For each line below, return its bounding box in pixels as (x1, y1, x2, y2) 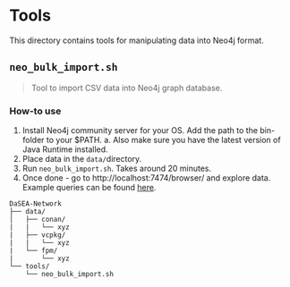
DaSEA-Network (9, 199, 63, 208)
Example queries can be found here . (21, 182, 157, 193)
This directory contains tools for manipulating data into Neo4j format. (9, 35, 264, 46)
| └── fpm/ (9, 247, 58, 256)
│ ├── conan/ (9, 215, 66, 224)
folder (21, 135, 45, 146)
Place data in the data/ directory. (21, 154, 142, 165)
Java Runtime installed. (21, 144, 109, 155)
